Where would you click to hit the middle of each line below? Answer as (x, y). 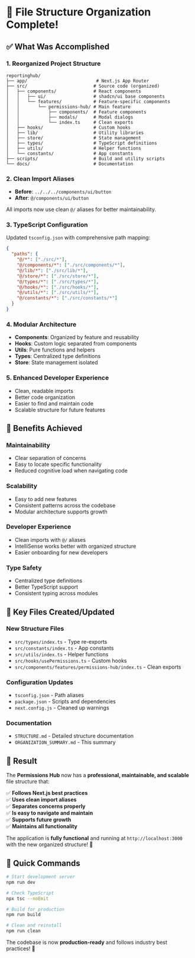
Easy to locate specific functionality (58, 464)
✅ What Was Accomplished (58, 47)
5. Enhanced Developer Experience (58, 378)
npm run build (24, 915)
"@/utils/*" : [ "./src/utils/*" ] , (58, 293)
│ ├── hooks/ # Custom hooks (69, 127)
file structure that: (28, 781)
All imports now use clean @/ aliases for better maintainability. (81, 209)
